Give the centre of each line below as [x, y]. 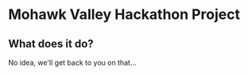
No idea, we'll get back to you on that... [72, 62]
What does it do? [51, 44]
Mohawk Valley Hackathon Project [124, 15]
